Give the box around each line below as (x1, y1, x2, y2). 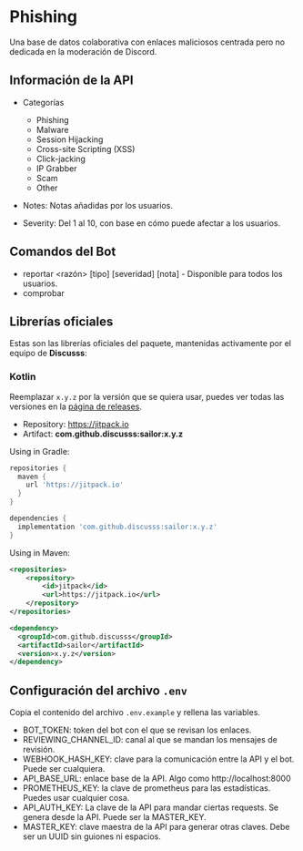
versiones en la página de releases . (9, 401, 143, 412)
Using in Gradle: (9, 446, 70, 456)
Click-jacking (35, 153, 86, 164)
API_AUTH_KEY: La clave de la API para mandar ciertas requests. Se (22, 802, 279, 813)
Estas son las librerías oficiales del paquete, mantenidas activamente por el (9, 338, 291, 349)
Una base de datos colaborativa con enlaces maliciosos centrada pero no (9, 36, 285, 47)
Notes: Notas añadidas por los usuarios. (22, 200, 173, 210)
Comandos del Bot (9, 244, 116, 260)
